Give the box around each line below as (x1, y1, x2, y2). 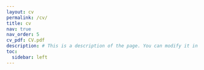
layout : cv (6, 9, 34, 15)
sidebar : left (12, 54, 48, 60)
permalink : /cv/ (6, 15, 48, 21)
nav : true (6, 26, 32, 32)
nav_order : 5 (6, 32, 40, 38)
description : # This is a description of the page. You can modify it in (6, 43, 199, 49)
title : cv (6, 20, 32, 26)
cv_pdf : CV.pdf (6, 37, 45, 43)
